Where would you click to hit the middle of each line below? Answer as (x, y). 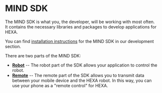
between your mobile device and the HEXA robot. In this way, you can (82, 80)
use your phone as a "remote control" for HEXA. (60, 85)
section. (13, 46)
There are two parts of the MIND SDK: (43, 55)
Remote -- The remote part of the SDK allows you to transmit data (78, 75)
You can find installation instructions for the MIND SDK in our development (80, 41)
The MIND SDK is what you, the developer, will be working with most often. (80, 22)
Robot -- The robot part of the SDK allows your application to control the (85, 65)
